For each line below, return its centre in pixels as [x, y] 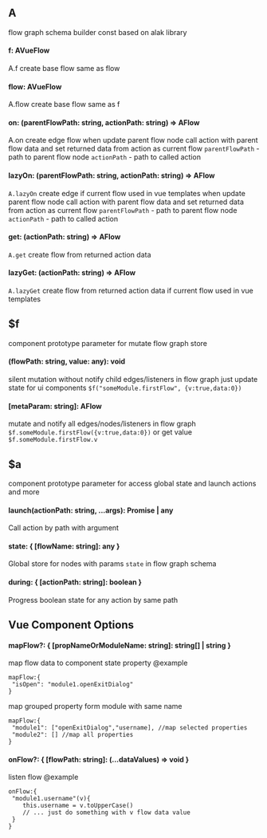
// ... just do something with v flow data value [107, 812]
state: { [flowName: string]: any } [64, 546]
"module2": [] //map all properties [73, 735]
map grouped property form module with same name [95, 706]
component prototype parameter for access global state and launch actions [132, 484]
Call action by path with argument [64, 528]
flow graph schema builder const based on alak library [98, 32]
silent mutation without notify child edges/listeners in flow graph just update [133, 380]
